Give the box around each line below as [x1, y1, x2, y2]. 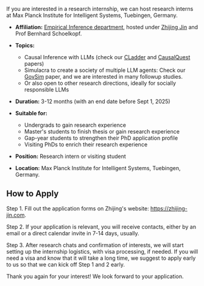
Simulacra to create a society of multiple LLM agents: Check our [24, 66, 186, 74]
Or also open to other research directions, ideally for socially [24, 79, 177, 87]
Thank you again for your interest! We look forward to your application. [6, 273, 184, 280]
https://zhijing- [150, 204, 188, 212]
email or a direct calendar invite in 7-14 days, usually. [6, 229, 139, 237]
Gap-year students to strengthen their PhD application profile [24, 134, 178, 141]
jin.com [6, 211, 25, 218]
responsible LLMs [24, 86, 69, 93]
